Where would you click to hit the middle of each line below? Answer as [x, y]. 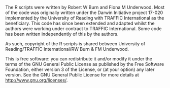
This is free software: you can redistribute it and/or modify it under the [79, 59]
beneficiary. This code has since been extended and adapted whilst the [80, 23]
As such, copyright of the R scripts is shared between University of [75, 44]
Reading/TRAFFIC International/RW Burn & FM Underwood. [67, 49]
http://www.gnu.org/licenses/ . [37, 80]
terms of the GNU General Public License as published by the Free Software [85, 64]
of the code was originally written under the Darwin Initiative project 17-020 [84, 13]
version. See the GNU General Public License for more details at [72, 75]
